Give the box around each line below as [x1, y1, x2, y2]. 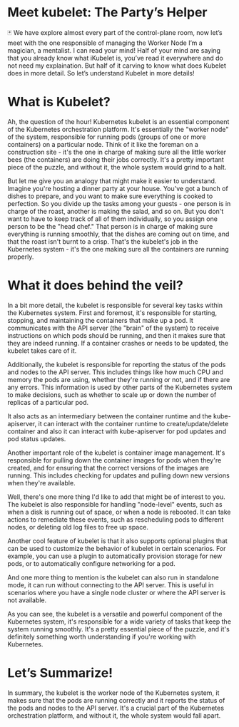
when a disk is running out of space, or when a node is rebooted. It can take [7, 507, 231, 516]
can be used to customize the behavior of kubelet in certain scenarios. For [7, 544, 226, 552]
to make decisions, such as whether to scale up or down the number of [7, 390, 217, 399]
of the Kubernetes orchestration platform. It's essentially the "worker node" [7, 125, 229, 133]
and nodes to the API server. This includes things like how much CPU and [7, 368, 223, 376]
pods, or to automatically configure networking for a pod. [7, 559, 176, 567]
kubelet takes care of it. [7, 346, 77, 355]
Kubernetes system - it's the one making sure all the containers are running [7, 244, 230, 253]
